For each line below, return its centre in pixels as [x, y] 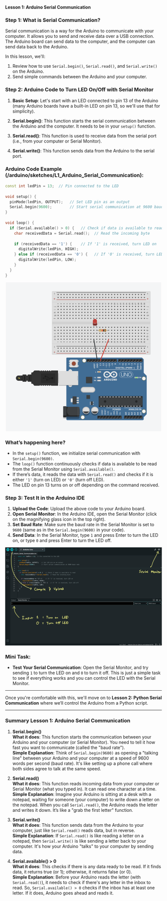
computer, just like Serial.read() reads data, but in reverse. [74, 830]
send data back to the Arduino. [37, 47]
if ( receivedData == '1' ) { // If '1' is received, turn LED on [85, 244]
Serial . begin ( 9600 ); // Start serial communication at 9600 [81, 207]
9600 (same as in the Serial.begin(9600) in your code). [69, 530]
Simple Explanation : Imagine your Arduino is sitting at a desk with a [82, 794]
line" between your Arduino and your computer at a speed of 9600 [81, 758]
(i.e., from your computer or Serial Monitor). [57, 141]
